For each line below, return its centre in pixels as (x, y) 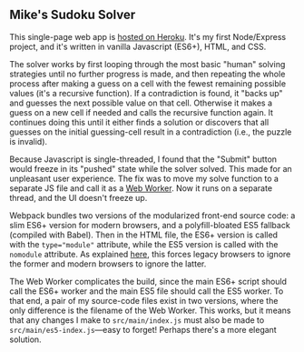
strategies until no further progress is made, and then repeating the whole (147, 74)
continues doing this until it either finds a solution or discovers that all (139, 122)
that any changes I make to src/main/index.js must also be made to (137, 320)
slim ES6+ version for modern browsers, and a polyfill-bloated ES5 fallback (150, 225)
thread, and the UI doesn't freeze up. (78, 197)
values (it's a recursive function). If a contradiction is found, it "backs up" (146, 93)
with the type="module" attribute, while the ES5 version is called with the (144, 244)
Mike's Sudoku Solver (73, 15)
